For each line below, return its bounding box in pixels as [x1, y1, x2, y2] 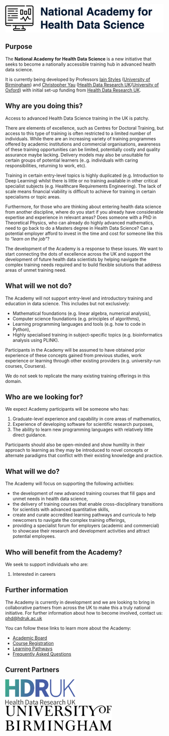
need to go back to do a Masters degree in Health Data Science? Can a [5, 225, 152, 231]
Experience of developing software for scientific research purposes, [12, 421, 154, 427]
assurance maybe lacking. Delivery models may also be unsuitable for [5, 152, 150, 158]
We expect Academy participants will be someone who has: [5, 406, 129, 412]
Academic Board [12, 634, 47, 641]
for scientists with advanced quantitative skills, [12, 507, 110, 513]
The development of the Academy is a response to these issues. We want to [5, 246, 163, 252]
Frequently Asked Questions [12, 651, 71, 657]
